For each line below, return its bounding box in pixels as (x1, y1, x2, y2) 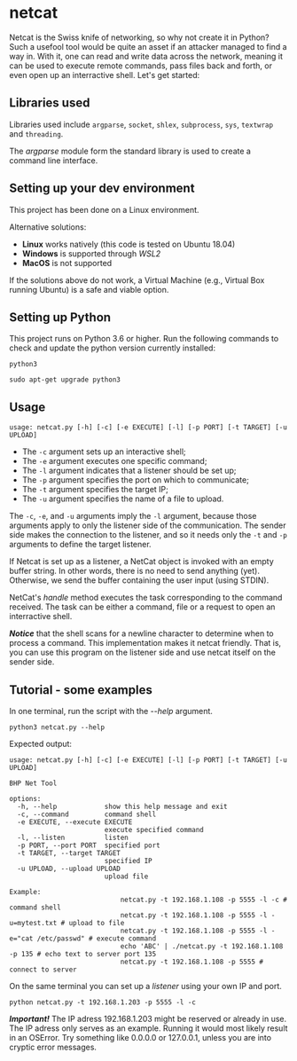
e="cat (9, 934, 34, 943)
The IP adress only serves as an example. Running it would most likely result (9, 1023, 288, 1033)
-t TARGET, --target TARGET (17, 849, 121, 858)
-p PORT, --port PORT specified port (17, 841, 161, 850)
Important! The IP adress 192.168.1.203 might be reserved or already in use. (9, 1014, 287, 1024)
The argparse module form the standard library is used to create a (9, 145, 251, 156)
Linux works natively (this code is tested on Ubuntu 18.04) (21, 239, 236, 249)
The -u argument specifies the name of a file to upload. (21, 493, 224, 504)
